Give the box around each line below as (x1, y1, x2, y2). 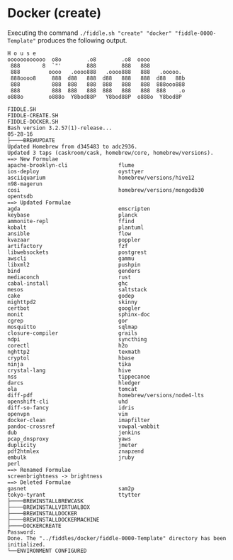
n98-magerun (7, 180, 42, 188)
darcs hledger (7, 379, 141, 387)
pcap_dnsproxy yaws (7, 435, 132, 442)
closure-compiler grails (7, 329, 138, 337)
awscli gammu (7, 254, 135, 262)
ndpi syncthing (7, 335, 147, 343)
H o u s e (7, 50, 37, 57)
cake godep (7, 292, 135, 299)
